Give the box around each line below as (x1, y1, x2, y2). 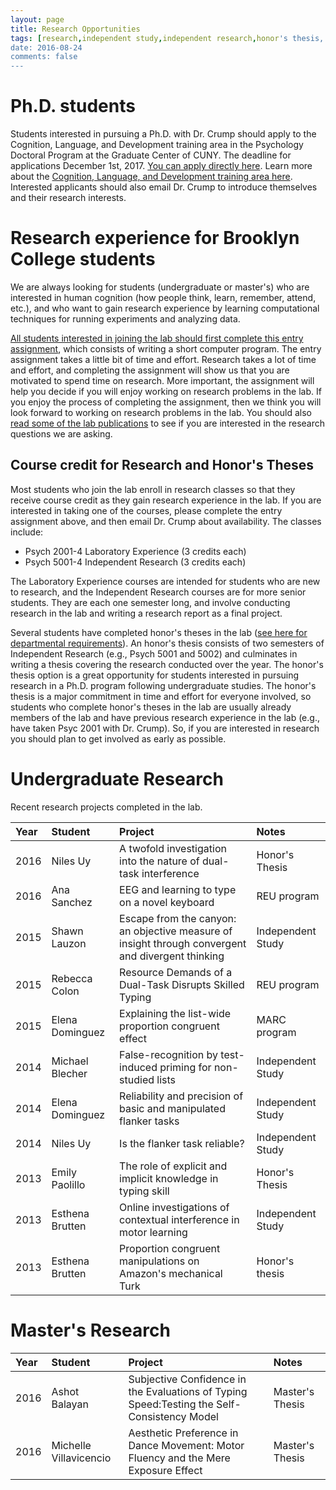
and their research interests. (10, 192, 127, 204)
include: (10, 526, 44, 538)
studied (119, 1072, 155, 1086)
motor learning (119, 1225, 188, 1239)
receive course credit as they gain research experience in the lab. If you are (10, 494, 322, 506)
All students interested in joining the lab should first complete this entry (10, 332, 304, 344)
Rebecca (51, 971, 93, 985)
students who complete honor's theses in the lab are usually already (10, 701, 292, 713)
